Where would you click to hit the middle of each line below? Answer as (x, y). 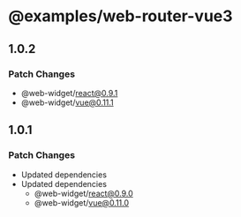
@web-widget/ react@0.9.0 (83, 193)
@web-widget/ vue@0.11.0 (82, 202)
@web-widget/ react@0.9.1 (69, 93)
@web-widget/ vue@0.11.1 (67, 102)
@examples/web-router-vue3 (120, 16)
